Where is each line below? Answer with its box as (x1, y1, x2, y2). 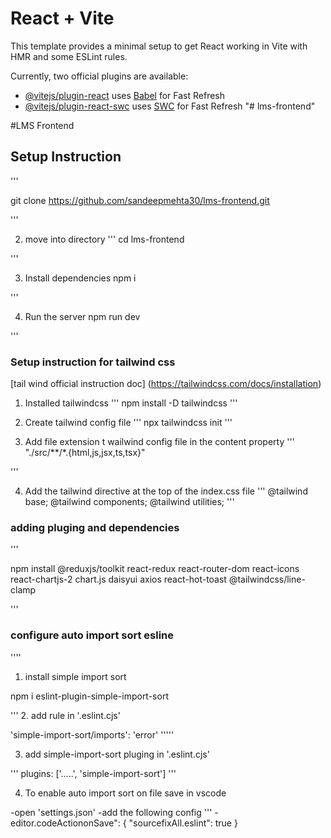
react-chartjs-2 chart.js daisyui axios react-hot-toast (10, 573, 227, 586)
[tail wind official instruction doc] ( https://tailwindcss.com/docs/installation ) (10, 378, 322, 390)
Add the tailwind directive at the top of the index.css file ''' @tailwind (24, 485, 308, 497)
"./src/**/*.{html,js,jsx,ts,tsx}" (24, 447, 146, 459)
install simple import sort (24, 670, 127, 682)
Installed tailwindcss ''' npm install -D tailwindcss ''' (24, 397, 238, 409)
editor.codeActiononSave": (10, 817, 121, 829)
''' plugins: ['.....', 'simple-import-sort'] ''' (10, 767, 177, 779)
